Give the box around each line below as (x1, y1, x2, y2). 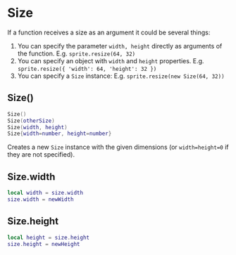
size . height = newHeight (7, 240, 80, 247)
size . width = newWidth (7, 195, 74, 203)
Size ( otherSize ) (7, 117, 55, 124)
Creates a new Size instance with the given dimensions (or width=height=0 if (7, 143, 229, 152)
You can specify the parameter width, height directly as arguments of (17, 41, 223, 50)
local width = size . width (7, 190, 83, 197)
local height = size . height (7, 234, 90, 241)
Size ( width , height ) (7, 124, 68, 131)
